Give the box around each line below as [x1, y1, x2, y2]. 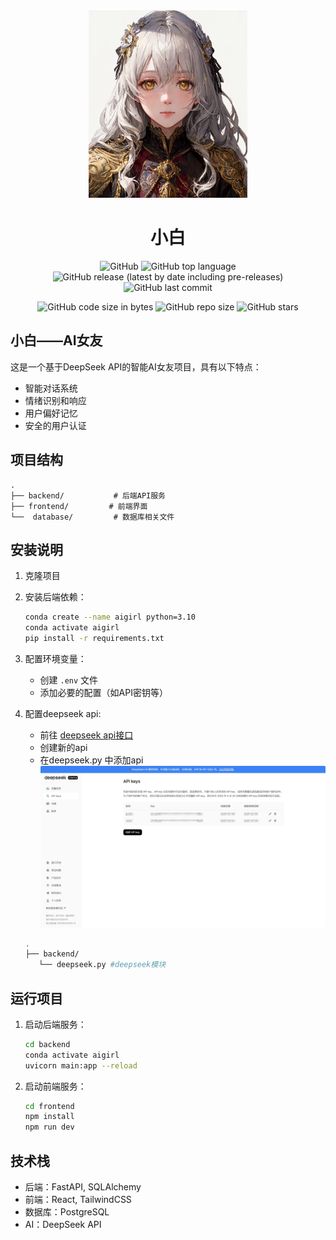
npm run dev [24, 1122, 75, 1133]
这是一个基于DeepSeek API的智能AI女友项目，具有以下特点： [10, 360, 262, 373]
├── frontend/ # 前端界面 [10, 501, 148, 511]
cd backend [24, 1039, 71, 1049]
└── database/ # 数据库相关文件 [10, 512, 175, 522]
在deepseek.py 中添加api [39, 754, 144, 766]
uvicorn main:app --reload [24, 1060, 138, 1071]
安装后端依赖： [24, 591, 87, 603]
